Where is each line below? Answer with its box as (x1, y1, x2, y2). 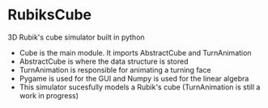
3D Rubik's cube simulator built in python (7, 32, 145, 42)
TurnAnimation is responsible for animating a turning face (19, 64, 211, 74)
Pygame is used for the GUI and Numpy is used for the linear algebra (19, 73, 249, 83)
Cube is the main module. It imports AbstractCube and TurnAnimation (19, 48, 252, 57)
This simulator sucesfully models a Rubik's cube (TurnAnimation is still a (19, 82, 261, 92)
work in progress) (19, 90, 79, 100)
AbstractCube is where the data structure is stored (19, 56, 189, 66)
